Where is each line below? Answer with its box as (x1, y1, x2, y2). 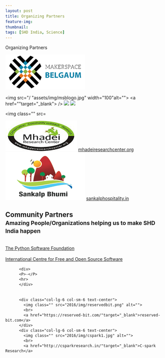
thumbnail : (5, 25, 29, 30)
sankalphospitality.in (86, 195, 129, 202)
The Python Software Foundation (5, 245, 75, 251)
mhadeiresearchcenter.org (78, 146, 134, 153)
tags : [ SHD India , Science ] (5, 30, 65, 35)
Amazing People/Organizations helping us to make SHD (5, 219, 155, 227)
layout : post (5, 8, 33, 13)
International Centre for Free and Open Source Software (5, 256, 123, 262)
